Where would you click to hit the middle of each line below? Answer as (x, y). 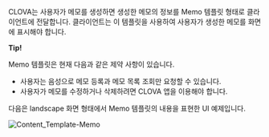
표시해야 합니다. (41, 32)
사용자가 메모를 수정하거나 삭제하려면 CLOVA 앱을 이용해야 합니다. (124, 91)
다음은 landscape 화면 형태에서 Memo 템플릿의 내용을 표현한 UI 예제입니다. (127, 108)
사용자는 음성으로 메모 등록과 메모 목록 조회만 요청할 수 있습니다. (120, 81)
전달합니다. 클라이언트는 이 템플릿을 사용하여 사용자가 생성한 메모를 (141, 22)
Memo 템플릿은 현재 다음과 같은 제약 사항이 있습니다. (92, 64)
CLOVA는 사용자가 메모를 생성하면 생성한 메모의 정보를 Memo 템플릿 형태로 (127, 12)
